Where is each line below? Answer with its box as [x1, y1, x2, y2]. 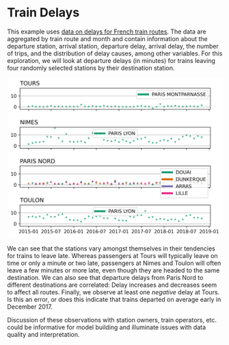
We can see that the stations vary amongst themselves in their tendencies [7, 244, 215, 253]
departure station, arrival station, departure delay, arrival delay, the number [7, 42, 219, 50]
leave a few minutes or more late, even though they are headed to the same [7, 266, 220, 274]
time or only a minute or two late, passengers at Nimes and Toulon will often [7, 259, 221, 268]
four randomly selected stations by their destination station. [7, 64, 175, 72]
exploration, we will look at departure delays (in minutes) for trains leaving [7, 56, 215, 64]
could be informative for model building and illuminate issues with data [7, 323, 206, 331]
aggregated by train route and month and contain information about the [7, 34, 208, 42]
